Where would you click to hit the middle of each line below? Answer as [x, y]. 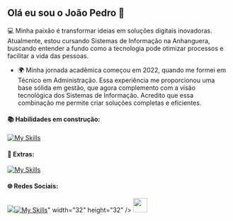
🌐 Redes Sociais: [33, 186]
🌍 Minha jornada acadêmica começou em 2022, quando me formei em [122, 70]
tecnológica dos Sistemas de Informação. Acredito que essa [106, 95]
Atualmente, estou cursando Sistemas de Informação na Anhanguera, [109, 40]
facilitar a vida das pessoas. [48, 56]
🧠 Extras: [21, 154]
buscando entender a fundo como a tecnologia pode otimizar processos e [116, 48]
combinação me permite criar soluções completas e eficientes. [109, 103]
